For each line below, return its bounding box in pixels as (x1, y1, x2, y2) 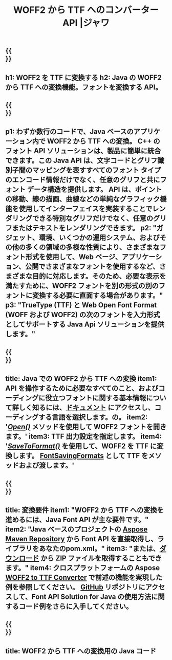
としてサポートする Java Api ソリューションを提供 (5, 320, 165, 329)
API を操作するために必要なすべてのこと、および (5, 384, 159, 393)
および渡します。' (18, 461, 75, 470)
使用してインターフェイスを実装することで (18, 205, 153, 213)
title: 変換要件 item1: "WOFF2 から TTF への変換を (5, 505, 164, 514)
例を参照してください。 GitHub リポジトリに (5, 582, 145, 591)
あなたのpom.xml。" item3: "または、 (38, 544, 160, 553)
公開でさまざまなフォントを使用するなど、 (25, 262, 160, 271)
